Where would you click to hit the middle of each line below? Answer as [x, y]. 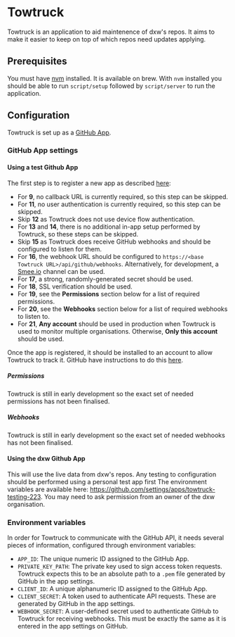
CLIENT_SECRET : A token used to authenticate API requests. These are [116, 596]
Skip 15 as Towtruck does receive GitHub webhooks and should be [114, 241]
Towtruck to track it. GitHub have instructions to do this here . [95, 360]
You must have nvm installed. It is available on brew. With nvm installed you [115, 78]
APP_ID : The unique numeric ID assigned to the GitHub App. [103, 559]
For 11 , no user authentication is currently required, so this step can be [119, 204]
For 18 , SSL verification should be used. [75, 286]
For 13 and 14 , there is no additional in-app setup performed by [109, 227]
